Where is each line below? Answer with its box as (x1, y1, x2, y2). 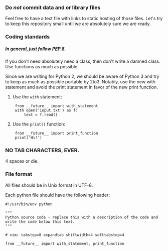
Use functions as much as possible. (5, 64, 79, 70)
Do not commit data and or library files (5, 4, 101, 11)
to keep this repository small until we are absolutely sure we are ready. (5, 21, 151, 27)
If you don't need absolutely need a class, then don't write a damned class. (5, 58, 160, 64)
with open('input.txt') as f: (15, 108, 78, 113)
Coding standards (5, 33, 50, 40)
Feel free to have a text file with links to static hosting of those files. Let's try (5, 16, 163, 22)
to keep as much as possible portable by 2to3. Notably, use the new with (5, 79, 155, 85)
